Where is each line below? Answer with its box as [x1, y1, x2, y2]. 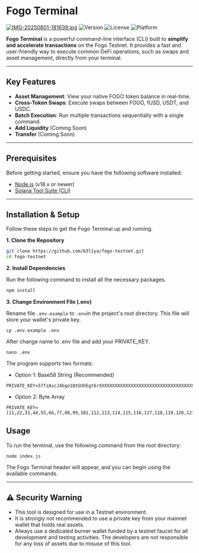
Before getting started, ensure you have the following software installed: [6, 169, 182, 176]
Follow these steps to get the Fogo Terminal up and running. [6, 225, 153, 233]
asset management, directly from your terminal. [6, 54, 123, 61]
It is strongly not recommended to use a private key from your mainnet [14, 514, 187, 522]
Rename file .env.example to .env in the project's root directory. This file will [6, 310, 190, 317]
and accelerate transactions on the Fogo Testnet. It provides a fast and [6, 42, 182, 49]
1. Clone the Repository [6, 237, 65, 244]
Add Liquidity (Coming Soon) [14, 124, 87, 131]
